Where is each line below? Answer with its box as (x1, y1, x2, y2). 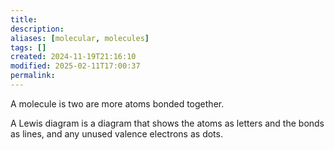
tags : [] (10, 42, 47, 53)
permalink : (10, 71, 56, 81)
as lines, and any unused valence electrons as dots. (10, 127, 223, 140)
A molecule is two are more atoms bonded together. (10, 97, 225, 110)
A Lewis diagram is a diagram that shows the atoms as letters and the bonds (10, 117, 325, 129)
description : (10, 24, 65, 34)
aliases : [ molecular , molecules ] (10, 33, 150, 43)
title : (10, 14, 38, 25)
